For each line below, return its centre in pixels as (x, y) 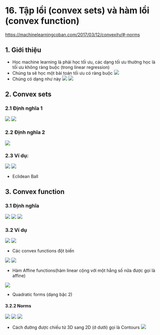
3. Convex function (35, 192)
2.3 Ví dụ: (17, 155)
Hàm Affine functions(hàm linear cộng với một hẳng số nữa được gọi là (84, 271)
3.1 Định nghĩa (22, 206)
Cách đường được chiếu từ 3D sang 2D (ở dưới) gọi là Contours (76, 328)
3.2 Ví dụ (16, 230)
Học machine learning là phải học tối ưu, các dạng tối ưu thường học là (84, 62)
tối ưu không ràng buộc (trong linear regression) (61, 67)
